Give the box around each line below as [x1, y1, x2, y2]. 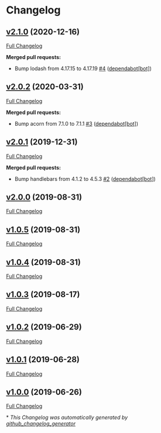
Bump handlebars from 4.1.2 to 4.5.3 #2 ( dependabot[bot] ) [14, 175, 156, 182]
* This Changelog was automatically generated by [6, 414, 128, 421]
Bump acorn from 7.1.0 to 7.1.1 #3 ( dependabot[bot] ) [14, 120, 139, 127]
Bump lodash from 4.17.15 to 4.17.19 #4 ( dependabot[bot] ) [14, 65, 152, 72]
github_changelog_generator [6, 420, 76, 427]
